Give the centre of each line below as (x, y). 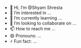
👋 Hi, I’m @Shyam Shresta (36, 8)
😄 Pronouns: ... (26, 36)
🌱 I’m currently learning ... (36, 18)
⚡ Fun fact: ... (23, 41)
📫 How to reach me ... (32, 29)
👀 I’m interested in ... (30, 13)
